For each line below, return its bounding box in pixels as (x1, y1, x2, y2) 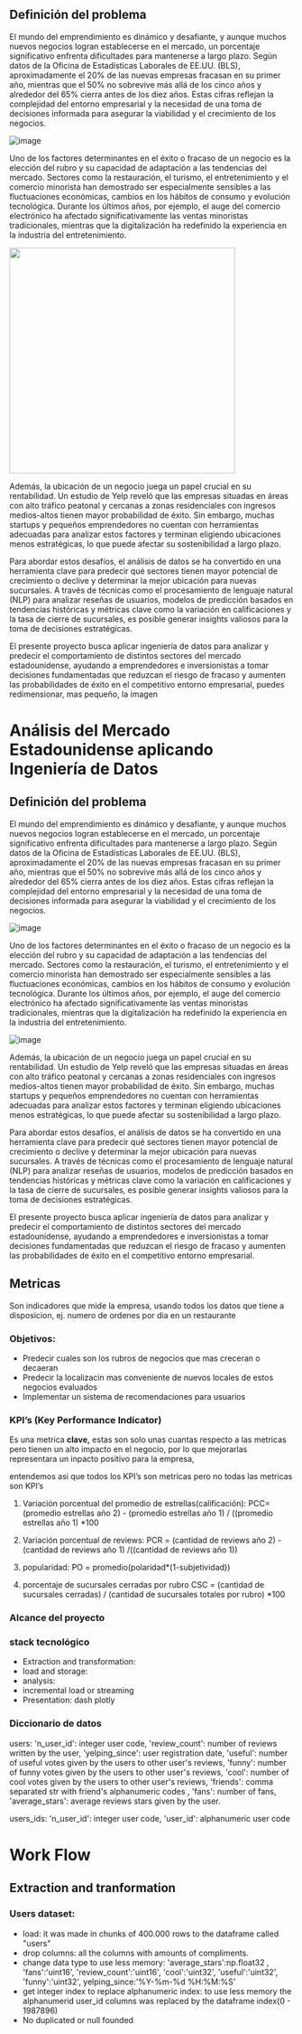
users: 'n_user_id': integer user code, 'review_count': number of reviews (9, 1738, 278, 1748)
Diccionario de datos (9, 1717, 102, 1729)
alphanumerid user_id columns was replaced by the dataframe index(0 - (22, 1995, 291, 2006)
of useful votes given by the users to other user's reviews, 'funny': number (9, 1757, 287, 1767)
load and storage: (22, 1666, 88, 1677)
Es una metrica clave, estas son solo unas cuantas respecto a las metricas (9, 1434, 287, 1445)
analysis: (22, 1675, 56, 1686)
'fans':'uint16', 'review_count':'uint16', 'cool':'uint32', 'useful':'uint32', (22, 1966, 279, 1977)
